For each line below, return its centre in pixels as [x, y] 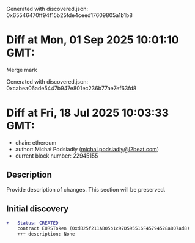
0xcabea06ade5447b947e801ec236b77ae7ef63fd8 [72, 88]
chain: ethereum [36, 142]
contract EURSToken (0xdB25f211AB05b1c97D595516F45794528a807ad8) [104, 228]
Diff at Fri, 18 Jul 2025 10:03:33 [88, 113]
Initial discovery [38, 209]
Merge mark [22, 70]
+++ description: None [46, 234]
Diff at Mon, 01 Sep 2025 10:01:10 [93, 40]
